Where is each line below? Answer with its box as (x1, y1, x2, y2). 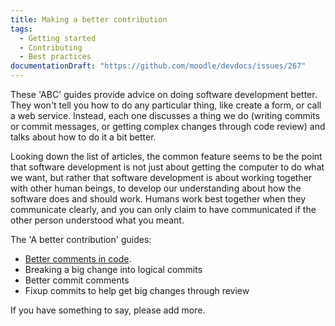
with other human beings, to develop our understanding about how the (10, 182, 302, 194)
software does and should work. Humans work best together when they (10, 193, 307, 205)
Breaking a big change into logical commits (24, 264, 203, 275)
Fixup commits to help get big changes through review (24, 285, 250, 296)
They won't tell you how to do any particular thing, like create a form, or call (10, 99, 322, 111)
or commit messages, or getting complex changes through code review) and (10, 121, 326, 132)
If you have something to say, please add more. (10, 304, 206, 316)
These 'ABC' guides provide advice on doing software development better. (10, 89, 318, 100)
